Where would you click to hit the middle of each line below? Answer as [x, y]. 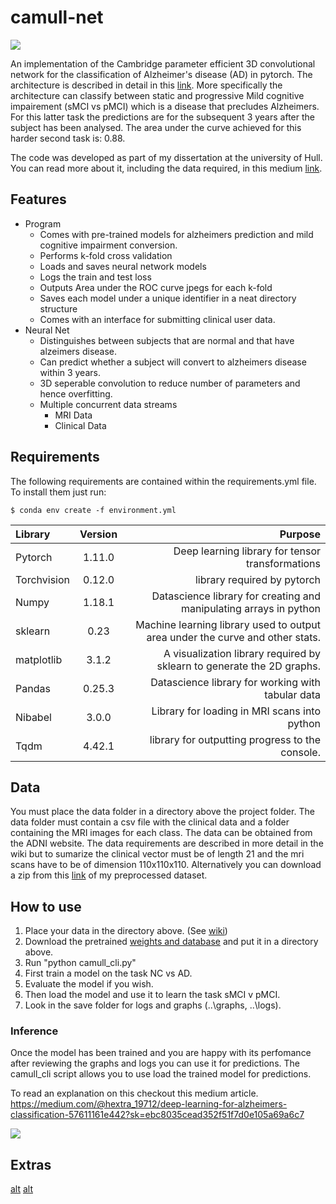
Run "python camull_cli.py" [80, 963]
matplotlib [39, 659]
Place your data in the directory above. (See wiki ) [126, 931]
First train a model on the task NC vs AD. [108, 973]
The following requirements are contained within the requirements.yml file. [163, 481]
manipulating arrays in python [251, 608]
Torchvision [43, 579]
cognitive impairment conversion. [108, 245]
